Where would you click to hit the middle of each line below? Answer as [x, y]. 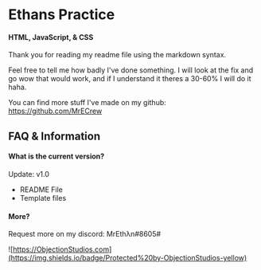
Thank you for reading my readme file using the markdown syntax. [117, 55]
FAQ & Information [55, 136]
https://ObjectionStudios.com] [62, 249]
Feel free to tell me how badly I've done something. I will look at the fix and [131, 70]
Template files [43, 198]
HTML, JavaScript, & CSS [51, 37]
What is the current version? [56, 156]
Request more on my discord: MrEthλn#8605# [85, 234]
